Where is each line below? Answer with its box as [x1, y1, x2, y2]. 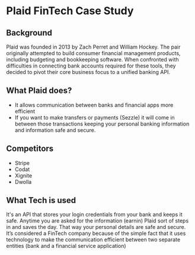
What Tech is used [6, 195, 76, 205]
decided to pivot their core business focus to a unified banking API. [6, 69, 171, 75]
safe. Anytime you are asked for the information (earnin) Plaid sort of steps [6, 217, 189, 224]
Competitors [6, 144, 54, 154]
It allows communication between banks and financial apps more [14, 101, 174, 108]
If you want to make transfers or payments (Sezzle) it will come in [14, 114, 175, 121]
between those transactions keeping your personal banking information [14, 120, 190, 127]
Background [6, 28, 52, 38]
